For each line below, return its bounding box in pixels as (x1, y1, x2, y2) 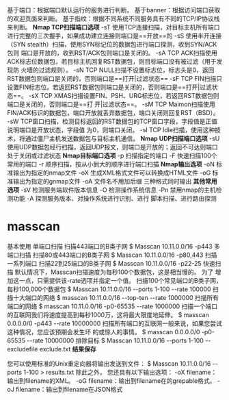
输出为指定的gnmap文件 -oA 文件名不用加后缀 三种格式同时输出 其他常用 (12, 177, 217, 185)
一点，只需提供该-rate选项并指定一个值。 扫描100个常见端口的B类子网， (18, 276, 222, 284)
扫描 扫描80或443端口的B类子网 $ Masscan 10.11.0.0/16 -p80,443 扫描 (18, 251, 217, 259)
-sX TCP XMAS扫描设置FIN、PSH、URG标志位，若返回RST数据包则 (28, 92, 220, 99)
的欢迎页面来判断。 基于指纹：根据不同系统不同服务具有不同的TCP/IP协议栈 (7, 14, 220, 23)
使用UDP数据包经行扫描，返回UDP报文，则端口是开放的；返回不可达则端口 (7, 143, 218, 151)
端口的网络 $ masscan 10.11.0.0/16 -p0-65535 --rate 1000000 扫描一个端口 (7, 302, 218, 310)
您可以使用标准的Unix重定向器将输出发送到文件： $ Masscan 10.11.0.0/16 (7, 359, 211, 368)
